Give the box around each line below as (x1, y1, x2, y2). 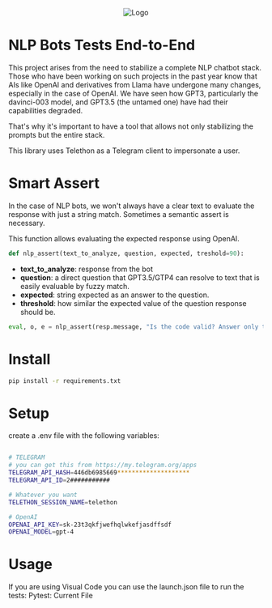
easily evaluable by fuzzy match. (19, 281, 130, 291)
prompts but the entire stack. (8, 130, 105, 139)
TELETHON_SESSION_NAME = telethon (8, 498, 117, 506)
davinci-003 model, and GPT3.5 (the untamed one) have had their (8, 97, 228, 107)
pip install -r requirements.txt (8, 376, 121, 385)
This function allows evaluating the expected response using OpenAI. (8, 233, 240, 243)
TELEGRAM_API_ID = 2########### (8, 476, 111, 484)
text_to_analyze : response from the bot (19, 264, 154, 274)
